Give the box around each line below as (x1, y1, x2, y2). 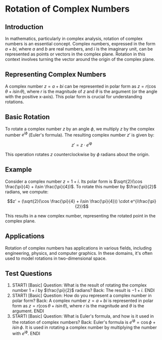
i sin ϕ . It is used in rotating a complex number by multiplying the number (12, 324, 157, 330)
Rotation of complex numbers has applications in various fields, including (5, 245, 152, 251)
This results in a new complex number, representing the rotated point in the (5, 213, 156, 218)
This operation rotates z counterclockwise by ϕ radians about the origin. (5, 151, 150, 157)
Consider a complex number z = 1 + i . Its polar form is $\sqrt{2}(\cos (5, 179, 143, 184)
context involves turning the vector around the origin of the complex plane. (5, 56, 155, 62)
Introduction (5, 23, 44, 31)
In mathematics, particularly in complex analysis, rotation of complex (5, 36, 143, 41)
